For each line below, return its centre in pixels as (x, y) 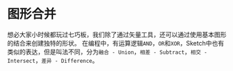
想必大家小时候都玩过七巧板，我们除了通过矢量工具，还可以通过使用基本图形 (117, 34)
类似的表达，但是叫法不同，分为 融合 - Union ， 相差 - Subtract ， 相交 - (107, 52)
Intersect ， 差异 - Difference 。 (53, 60)
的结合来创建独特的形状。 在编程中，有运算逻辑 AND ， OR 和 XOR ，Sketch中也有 (116, 43)
